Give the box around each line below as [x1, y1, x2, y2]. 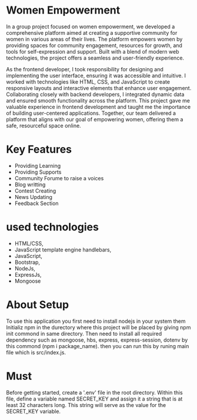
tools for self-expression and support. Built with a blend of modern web [6, 48, 179, 55]
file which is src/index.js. [6, 349, 66, 356]
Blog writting [14, 181, 46, 188]
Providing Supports [14, 168, 62, 176]
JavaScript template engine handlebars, [14, 246, 112, 253]
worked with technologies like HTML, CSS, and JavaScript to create [6, 78, 171, 85]
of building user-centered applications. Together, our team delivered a [6, 110, 176, 117]
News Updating [14, 193, 53, 200]
